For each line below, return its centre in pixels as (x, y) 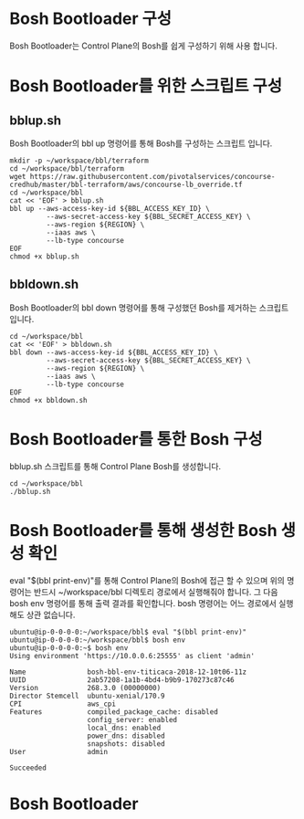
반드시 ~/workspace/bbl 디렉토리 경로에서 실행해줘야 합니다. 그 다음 (156, 592)
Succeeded (28, 768)
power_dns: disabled (126, 736)
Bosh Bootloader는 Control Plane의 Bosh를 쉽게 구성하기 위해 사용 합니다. (144, 46)
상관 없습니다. (51, 614)
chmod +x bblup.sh (44, 257)
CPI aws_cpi (63, 704)
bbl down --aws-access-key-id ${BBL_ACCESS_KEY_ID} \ (114, 352)
